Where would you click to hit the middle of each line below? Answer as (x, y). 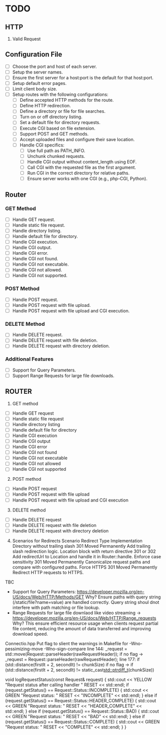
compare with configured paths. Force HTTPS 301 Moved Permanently (85, 567)
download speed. (30, 634)
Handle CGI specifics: (42, 145)
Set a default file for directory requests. (60, 123)
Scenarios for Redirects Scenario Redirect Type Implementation (77, 541)
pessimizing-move (24, 649)
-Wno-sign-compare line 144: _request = (86, 649)
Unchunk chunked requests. (56, 156)
